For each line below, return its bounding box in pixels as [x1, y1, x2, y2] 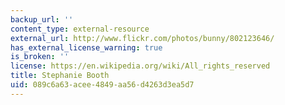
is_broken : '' [10, 52, 70, 62]
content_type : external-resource [10, 24, 150, 34]
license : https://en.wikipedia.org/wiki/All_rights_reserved [10, 61, 271, 71]
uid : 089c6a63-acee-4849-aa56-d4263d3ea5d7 [10, 80, 195, 90]
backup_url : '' [10, 14, 74, 25]
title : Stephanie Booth [10, 71, 110, 81]
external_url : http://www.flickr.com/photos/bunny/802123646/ [10, 33, 275, 43]
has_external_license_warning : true [10, 42, 163, 53]
